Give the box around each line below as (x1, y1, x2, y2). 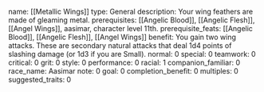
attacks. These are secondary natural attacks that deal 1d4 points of (8, 41, 232, 50)
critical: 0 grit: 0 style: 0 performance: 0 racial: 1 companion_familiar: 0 (8, 58, 241, 67)
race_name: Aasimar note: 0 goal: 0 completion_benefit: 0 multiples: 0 (8, 66, 239, 75)
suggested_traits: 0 (8, 75, 72, 84)
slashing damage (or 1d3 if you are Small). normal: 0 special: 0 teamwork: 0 (8, 50, 257, 58)
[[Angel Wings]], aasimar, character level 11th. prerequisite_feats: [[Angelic (8, 24, 254, 33)
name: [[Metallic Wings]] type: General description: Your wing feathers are (8, 7, 254, 16)
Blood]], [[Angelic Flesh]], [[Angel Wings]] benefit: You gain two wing (8, 32, 237, 42)
